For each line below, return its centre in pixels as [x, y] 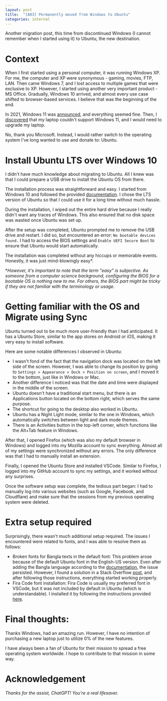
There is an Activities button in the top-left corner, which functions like [85, 425]
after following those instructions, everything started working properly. [85, 578]
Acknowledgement [45, 679]
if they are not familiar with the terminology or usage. [60, 286]
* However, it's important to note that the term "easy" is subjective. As [77, 270]
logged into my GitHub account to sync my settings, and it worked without [81, 471]
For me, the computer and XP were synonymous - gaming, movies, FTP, [79, 78]
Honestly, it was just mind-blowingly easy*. [49, 261]
